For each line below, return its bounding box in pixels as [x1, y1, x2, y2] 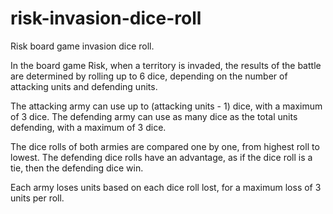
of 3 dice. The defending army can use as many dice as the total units [10, 110, 298, 122]
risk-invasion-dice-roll [10, 7, 202, 30]
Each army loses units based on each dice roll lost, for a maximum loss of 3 [10, 181, 322, 193]
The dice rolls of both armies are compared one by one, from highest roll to [10, 140, 320, 152]
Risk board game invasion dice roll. [10, 40, 155, 52]
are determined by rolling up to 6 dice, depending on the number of [10, 70, 288, 82]
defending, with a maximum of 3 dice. [10, 121, 167, 133]
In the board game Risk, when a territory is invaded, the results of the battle [10, 59, 322, 71]
